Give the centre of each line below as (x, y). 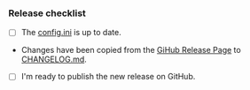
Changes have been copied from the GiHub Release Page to (131, 50)
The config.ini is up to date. (71, 33)
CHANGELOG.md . (54, 59)
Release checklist (47, 13)
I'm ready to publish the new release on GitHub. (108, 77)
